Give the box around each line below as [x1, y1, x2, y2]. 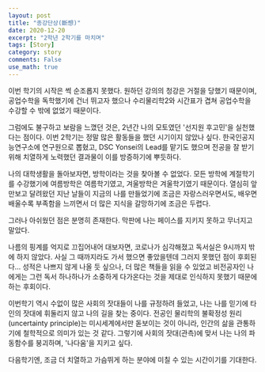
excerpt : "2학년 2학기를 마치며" [8, 33, 105, 42]
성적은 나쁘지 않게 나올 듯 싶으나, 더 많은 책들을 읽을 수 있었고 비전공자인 [22, 262, 246, 271]
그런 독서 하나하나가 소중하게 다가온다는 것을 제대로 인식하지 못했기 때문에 [28, 271, 258, 281]
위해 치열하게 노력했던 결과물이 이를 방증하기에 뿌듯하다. [8, 152, 182, 161]
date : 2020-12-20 [8, 26, 66, 34]
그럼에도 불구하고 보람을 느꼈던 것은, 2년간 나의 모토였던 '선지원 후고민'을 [8, 122, 234, 131]
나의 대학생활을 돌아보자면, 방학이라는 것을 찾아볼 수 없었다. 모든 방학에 [8, 169, 228, 178]
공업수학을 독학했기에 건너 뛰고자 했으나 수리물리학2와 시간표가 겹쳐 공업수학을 [8, 96, 252, 105]
